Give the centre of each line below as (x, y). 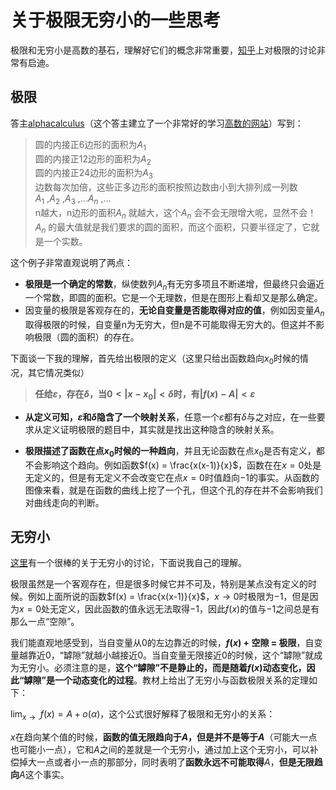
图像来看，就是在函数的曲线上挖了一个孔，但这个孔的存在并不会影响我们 (173, 490)
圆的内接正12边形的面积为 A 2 (93, 159)
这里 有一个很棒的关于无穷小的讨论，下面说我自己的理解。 (128, 563)
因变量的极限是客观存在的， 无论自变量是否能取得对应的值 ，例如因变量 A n (174, 311)
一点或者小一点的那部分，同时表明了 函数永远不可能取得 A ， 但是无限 (175, 762)
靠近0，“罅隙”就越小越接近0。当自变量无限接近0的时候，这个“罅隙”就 (171, 655)
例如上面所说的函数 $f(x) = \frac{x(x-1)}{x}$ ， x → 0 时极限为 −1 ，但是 (168, 597)
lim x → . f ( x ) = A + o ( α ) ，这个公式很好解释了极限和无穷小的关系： (143, 715)
